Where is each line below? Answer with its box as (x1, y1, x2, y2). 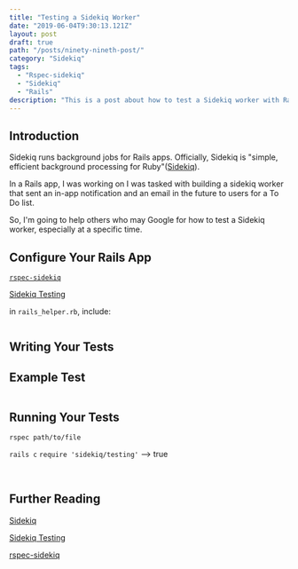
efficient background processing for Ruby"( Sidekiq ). (9, 162, 200, 172)
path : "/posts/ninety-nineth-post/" (9, 46, 145, 55)
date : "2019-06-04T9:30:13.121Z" (9, 21, 133, 30)
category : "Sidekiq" (9, 54, 86, 63)
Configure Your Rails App (9, 249, 153, 265)
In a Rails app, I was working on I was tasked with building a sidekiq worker (9, 178, 284, 189)
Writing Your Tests (9, 339, 114, 355)
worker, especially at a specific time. (9, 224, 143, 235)
